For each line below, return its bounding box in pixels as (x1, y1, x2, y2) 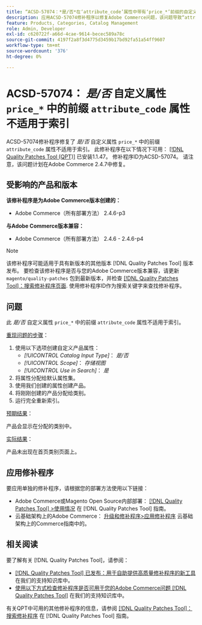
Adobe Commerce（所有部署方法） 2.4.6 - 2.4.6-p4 (14, 235, 144, 243)
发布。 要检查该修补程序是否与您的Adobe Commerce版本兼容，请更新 (6, 267, 179, 275)
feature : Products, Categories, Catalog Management (6, 20, 138, 26)
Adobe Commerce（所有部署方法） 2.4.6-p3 (14, 210, 126, 217)
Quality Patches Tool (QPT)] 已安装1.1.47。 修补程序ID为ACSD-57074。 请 (6, 153, 188, 160)
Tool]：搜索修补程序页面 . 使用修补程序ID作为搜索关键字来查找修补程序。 (6, 282, 185, 290)
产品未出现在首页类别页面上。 (6, 448, 80, 455)
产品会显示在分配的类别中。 (6, 423, 75, 430)
